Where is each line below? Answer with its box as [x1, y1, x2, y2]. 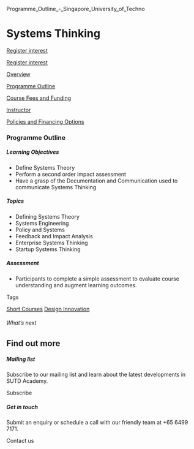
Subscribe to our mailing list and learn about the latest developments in [6, 371, 186, 378]
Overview [6, 70, 31, 78]
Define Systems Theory [15, 164, 75, 171]
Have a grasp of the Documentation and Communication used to [15, 177, 178, 184]
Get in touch [6, 403, 39, 410]
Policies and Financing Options [6, 118, 84, 125]
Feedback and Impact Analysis [15, 232, 93, 240]
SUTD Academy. [6, 377, 48, 385]
